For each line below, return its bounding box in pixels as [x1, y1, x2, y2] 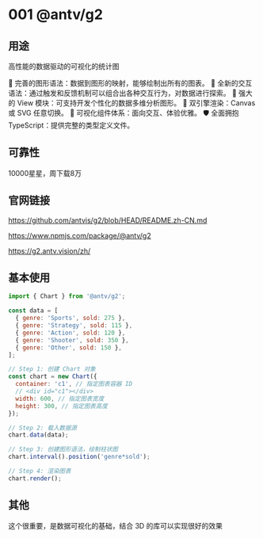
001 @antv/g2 [8, 6, 103, 24]
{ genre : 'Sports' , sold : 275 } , [15, 315, 126, 322]
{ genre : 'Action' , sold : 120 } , [15, 329, 126, 337]
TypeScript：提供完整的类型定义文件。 [8, 120, 135, 130]
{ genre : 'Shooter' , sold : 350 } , [15, 336, 129, 344]
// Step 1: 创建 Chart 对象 [8, 365, 97, 373]
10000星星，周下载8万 [8, 168, 82, 177]
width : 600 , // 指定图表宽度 [15, 395, 105, 403]
